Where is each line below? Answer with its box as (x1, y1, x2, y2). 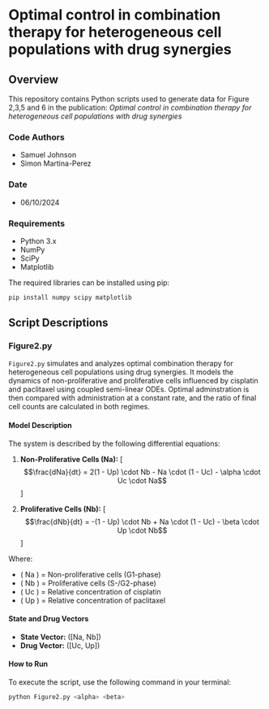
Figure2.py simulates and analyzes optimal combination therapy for (8, 359, 233, 369)
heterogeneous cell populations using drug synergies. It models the (8, 367, 233, 377)
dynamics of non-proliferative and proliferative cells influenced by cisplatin (8, 376, 259, 386)
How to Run (8, 659, 49, 669)
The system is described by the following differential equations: (8, 439, 220, 448)
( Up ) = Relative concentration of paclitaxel (19, 595, 166, 605)
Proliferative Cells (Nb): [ (19, 504, 106, 513)
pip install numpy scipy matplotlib (8, 293, 132, 301)
